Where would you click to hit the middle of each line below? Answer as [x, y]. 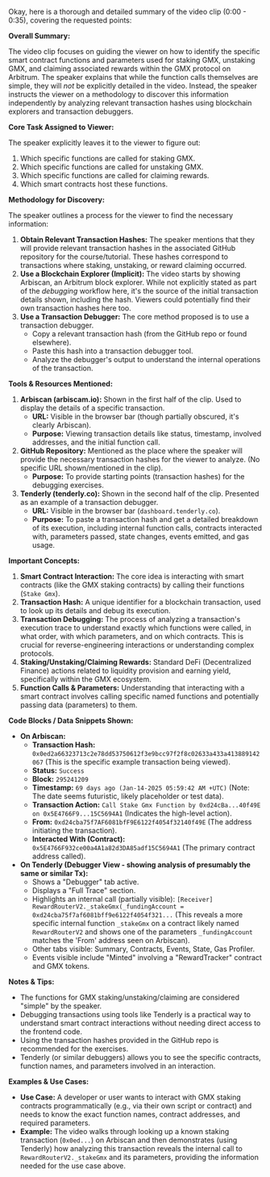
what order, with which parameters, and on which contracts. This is [132, 636]
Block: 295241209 [60, 779]
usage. [43, 545]
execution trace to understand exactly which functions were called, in [135, 628]
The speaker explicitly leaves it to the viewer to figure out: [104, 143]
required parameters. [55, 1123]
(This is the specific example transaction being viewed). [138, 762]
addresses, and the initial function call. [96, 442]
